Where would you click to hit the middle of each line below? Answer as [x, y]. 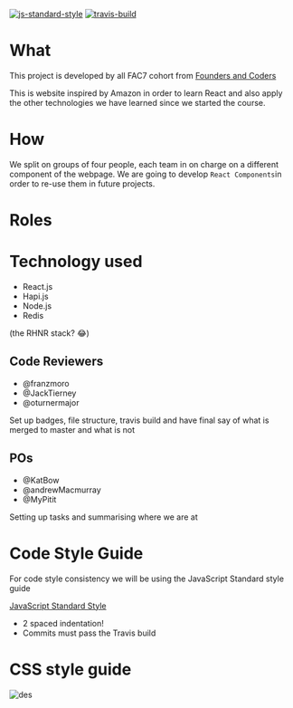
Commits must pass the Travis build [89, 633]
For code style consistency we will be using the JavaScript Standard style [147, 579]
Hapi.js [35, 296]
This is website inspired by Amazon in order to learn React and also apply [146, 93]
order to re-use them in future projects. [82, 183]
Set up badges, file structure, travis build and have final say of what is [139, 420]
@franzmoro [46, 383]
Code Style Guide [76, 553]
